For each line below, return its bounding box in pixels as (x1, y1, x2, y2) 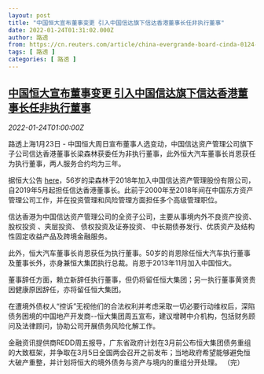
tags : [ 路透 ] (8, 48, 56, 56)
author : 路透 (8, 33, 49, 42)
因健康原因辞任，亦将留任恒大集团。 (8, 284, 126, 294)
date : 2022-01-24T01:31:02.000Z (8, 26, 114, 34)
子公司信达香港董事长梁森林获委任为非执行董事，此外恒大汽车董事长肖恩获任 (8, 149, 256, 158)
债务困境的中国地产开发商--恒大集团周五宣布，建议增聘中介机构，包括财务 (8, 311, 249, 320)
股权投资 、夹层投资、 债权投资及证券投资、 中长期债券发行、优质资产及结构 (8, 221, 255, 231)
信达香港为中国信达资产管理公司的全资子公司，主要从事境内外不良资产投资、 (8, 212, 256, 221)
